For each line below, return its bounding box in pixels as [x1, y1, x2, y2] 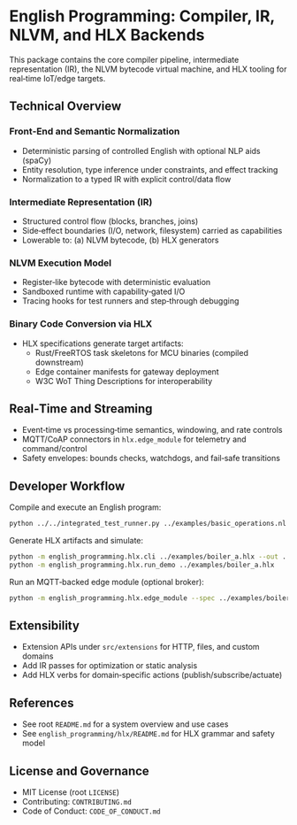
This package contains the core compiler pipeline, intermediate [9, 54, 240, 65]
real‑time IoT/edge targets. [9, 73, 106, 83]
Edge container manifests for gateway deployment [34, 366, 219, 377]
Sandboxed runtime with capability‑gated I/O [21, 286, 186, 297]
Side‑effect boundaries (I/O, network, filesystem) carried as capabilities [21, 225, 283, 235]
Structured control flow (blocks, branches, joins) [21, 215, 199, 227]
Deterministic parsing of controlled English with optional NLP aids [21, 145, 261, 156]
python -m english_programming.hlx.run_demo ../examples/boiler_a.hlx [9, 560, 275, 569]
